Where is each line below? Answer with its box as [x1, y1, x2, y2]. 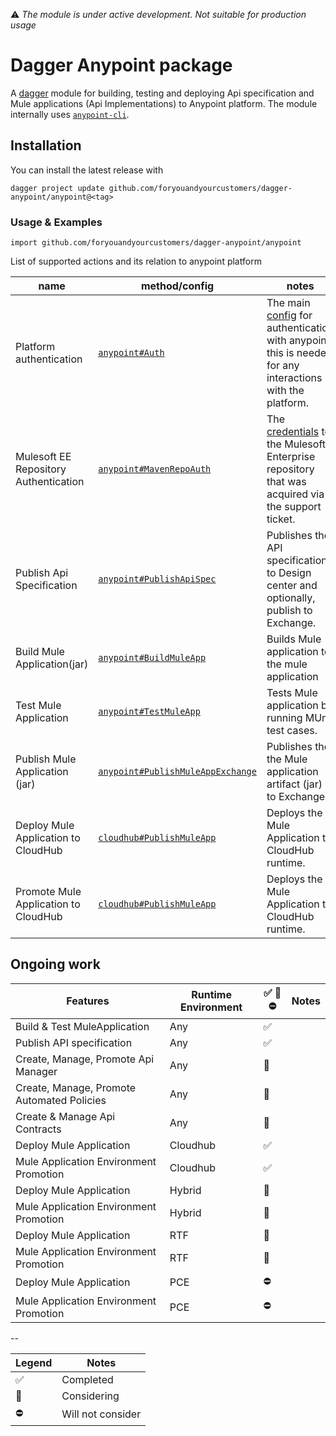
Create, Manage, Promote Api [15, 1052, 155, 1066]
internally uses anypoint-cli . [10, 108, 130, 120]
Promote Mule [15, 885, 82, 899]
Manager [15, 1064, 58, 1078]
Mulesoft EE [15, 450, 72, 464]
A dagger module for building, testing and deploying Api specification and [10, 87, 315, 99]
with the [266, 384, 305, 398]
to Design [266, 566, 312, 580]
